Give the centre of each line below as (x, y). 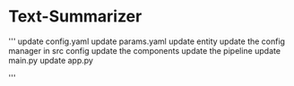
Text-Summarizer (75, 17)
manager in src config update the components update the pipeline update (145, 50)
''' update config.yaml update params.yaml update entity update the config (147, 41)
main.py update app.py (51, 60)
